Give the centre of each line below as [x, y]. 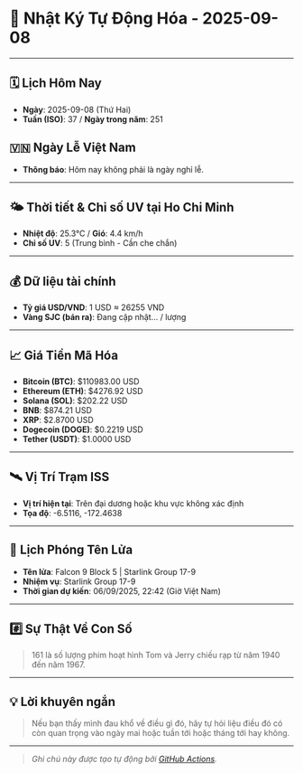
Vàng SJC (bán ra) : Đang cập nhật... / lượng [104, 317]
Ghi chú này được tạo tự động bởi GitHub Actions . [124, 759]
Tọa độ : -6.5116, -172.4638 [72, 513]
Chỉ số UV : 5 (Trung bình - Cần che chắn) [100, 243]
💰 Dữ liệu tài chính [63, 281]
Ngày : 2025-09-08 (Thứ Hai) [77, 109]
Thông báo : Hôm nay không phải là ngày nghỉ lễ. [113, 169]
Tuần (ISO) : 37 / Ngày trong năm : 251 [93, 119]
